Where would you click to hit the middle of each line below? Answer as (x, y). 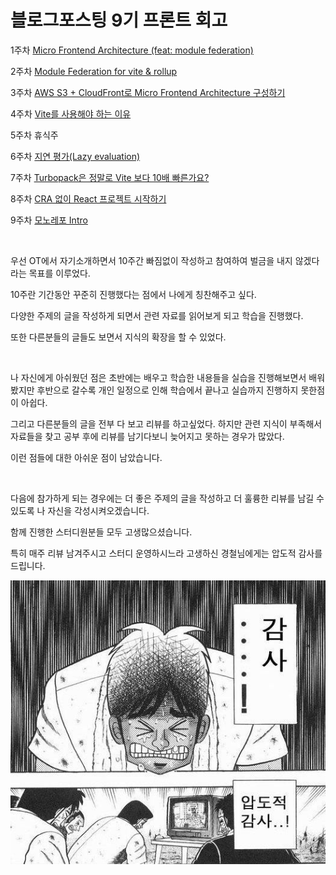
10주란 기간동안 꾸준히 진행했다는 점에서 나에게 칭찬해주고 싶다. (133, 294)
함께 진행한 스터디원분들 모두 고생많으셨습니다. (101, 532)
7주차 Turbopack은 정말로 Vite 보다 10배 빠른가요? (110, 177)
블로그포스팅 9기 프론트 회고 (119, 20)
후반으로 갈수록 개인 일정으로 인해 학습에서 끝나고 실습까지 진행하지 (167, 390)
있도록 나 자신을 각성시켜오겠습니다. (80, 510)
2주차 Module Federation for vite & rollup (94, 71)
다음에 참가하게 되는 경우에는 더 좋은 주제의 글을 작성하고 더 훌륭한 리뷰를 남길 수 (167, 498)
